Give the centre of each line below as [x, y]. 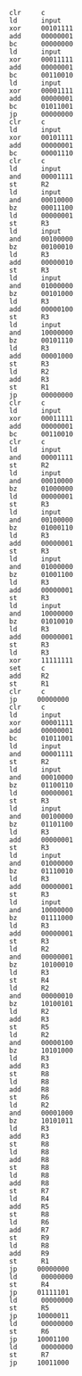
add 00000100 [41, 309]
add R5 [29, 1207]
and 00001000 [41, 1113]
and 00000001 [41, 957]
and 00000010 [41, 996]
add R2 [29, 676]
